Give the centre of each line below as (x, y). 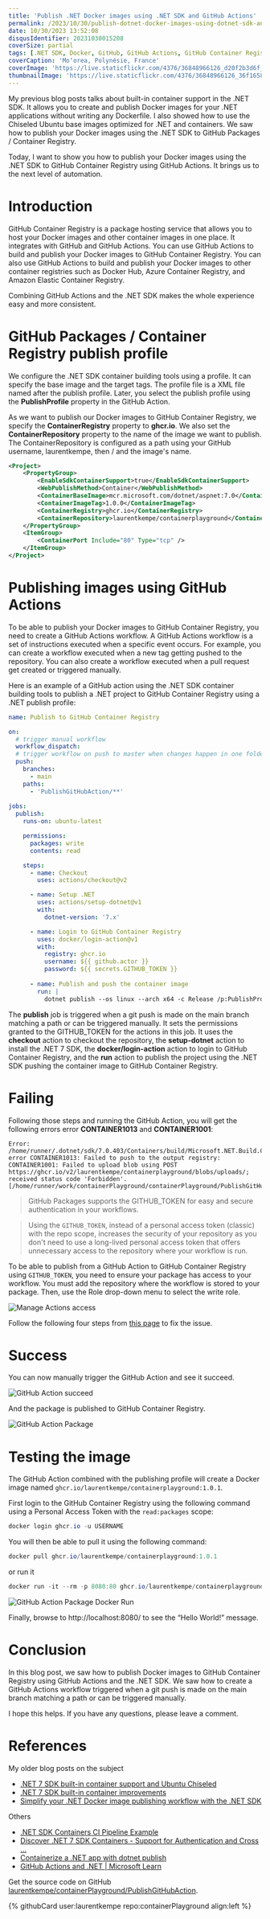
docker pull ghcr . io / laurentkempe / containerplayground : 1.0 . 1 (113, 1556)
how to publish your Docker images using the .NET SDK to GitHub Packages (134, 133)
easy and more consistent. (52, 304)
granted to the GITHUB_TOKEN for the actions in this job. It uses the (121, 1031)
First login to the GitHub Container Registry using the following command (129, 1503)
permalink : (27, 23)
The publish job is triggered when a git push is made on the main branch (129, 1015)
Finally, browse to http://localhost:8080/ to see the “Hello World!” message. (133, 1618)
